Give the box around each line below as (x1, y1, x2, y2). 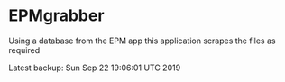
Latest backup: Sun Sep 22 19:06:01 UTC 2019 (8, 62, 181, 73)
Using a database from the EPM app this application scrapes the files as (8, 35, 276, 46)
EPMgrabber (8, 5, 105, 26)
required (8, 44, 41, 55)
